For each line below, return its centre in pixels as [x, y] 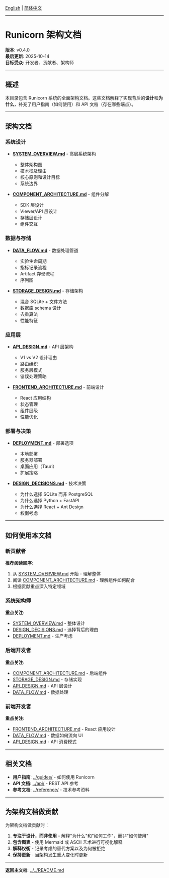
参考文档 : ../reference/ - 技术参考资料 [51, 790]
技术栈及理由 [33, 171]
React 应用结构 [35, 398]
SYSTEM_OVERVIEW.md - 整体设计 [49, 623]
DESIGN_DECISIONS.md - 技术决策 [49, 483]
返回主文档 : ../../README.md [35, 870]
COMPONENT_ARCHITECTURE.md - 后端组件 [60, 673]
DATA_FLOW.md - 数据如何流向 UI [48, 735]
